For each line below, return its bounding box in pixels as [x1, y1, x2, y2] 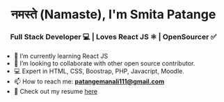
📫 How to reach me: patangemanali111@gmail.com [13, 77, 165, 85]
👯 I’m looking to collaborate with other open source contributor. [13, 59, 195, 68]
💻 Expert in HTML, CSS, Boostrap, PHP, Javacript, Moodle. [13, 67, 184, 75]
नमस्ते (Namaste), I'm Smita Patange [10, 7, 216, 23]
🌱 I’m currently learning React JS [13, 52, 109, 60]
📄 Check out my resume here [13, 87, 98, 95]
